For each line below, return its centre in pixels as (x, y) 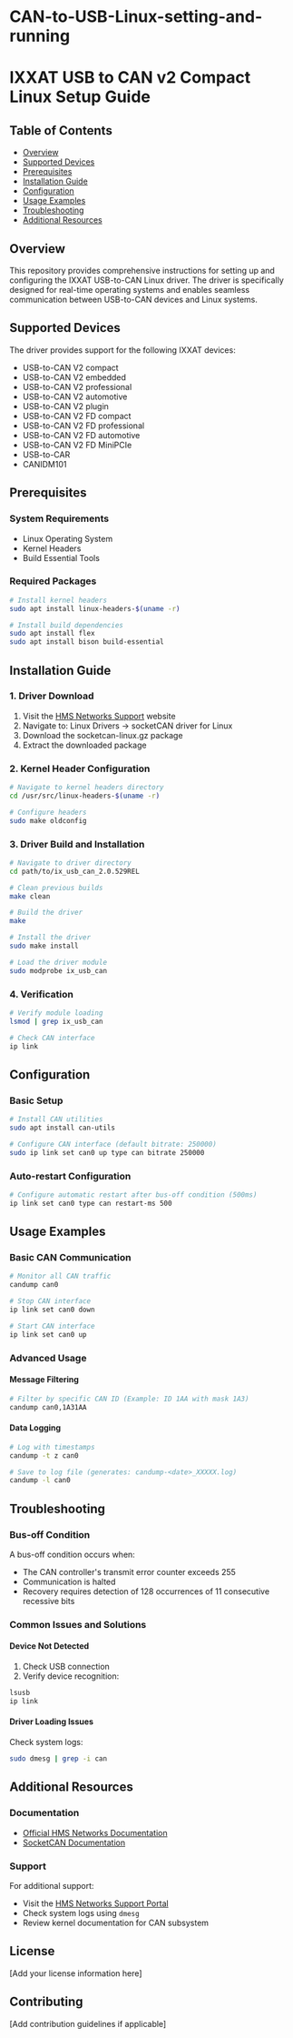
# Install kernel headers (58, 600)
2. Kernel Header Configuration (80, 768)
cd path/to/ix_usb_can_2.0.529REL (75, 871)
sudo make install (44, 946)
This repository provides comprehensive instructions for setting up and (142, 271)
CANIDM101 (44, 464)
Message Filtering (44, 1380)
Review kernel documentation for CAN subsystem (116, 1923)
